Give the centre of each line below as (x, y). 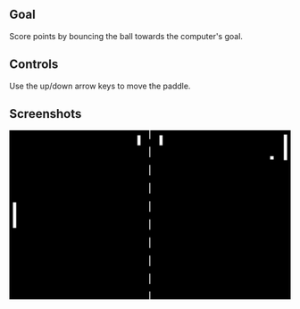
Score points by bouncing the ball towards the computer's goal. (126, 36)
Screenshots (46, 114)
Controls (34, 65)
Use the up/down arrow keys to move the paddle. (100, 86)
